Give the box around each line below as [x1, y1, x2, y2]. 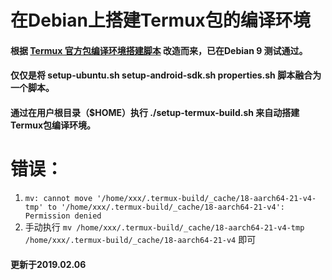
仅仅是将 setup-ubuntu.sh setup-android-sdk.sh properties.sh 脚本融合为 [10, 69, 322, 81]
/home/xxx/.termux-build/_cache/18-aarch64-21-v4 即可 [24, 233, 257, 245]
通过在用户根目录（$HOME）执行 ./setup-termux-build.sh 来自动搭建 [10, 106, 300, 118]
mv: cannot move [24, 193, 93, 203]
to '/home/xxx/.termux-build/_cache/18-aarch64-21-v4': [47, 202, 286, 212]
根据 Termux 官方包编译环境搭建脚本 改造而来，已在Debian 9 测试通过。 [10, 44, 308, 56]
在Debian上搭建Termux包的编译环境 [10, 9, 311, 32]
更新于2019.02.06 [10, 258, 87, 270]
